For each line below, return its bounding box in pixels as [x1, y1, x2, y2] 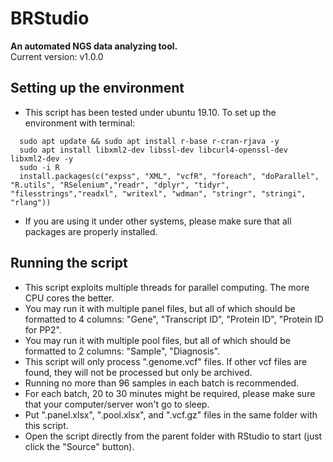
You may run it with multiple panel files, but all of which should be [24, 302, 296, 314]
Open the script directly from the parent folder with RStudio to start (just [24, 430, 323, 442]
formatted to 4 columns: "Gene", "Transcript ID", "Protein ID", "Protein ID [24, 313, 324, 325]
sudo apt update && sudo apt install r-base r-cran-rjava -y [19, 136, 280, 146]
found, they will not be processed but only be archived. [24, 366, 253, 378]
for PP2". [24, 323, 62, 336]
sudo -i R [19, 162, 60, 172]
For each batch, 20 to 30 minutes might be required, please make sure [24, 387, 316, 399]
